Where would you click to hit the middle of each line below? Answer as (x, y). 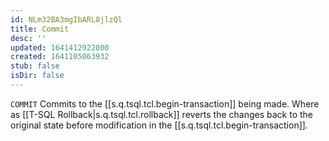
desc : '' (28, 38)
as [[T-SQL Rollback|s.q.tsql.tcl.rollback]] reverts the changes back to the (161, 114)
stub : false (35, 66)
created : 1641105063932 (60, 57)
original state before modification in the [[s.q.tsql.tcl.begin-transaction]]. (159, 125)
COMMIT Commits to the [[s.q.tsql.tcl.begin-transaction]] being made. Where (165, 103)
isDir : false (37, 76)
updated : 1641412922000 (60, 47)
